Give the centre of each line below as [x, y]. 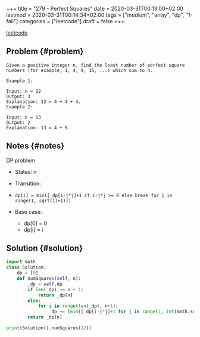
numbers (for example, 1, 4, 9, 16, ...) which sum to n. [79, 70]
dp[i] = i [33, 229]
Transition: [28, 183]
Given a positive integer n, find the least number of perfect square [96, 65]
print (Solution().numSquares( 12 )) [49, 328]
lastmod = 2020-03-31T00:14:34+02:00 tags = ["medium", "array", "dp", [95, 15]
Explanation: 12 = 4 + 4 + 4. [44, 102]
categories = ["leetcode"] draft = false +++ [72, 21]
